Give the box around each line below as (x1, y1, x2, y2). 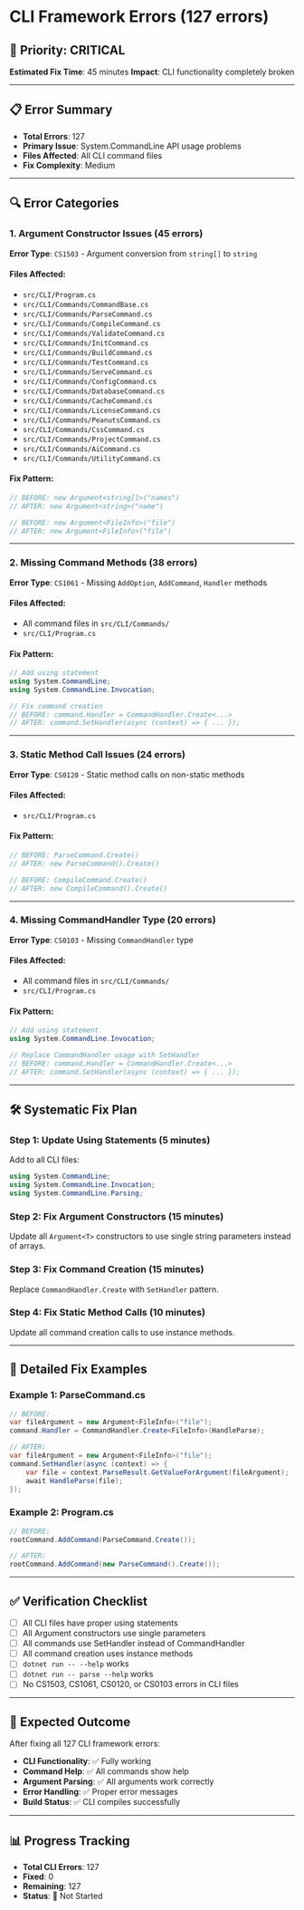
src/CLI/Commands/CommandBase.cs (22, 300, 149, 309)
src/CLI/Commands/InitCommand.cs (22, 338, 149, 348)
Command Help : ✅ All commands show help (22, 1766, 190, 1777)
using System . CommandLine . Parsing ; (9, 1189, 144, 1198)
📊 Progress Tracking (9, 1833, 130, 1848)
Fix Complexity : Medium (22, 159, 116, 170)
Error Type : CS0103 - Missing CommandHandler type (9, 934, 195, 945)
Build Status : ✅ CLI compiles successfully (22, 1797, 181, 1808)
